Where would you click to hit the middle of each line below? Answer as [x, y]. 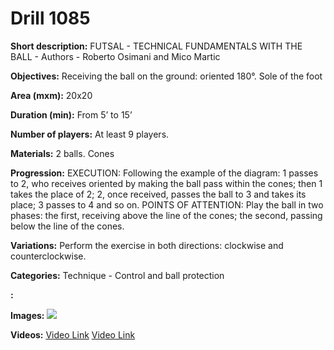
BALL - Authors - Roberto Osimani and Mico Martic [115, 56]
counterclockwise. [48, 256]
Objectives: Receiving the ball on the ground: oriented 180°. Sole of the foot [166, 76]
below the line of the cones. [67, 226]
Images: [27, 315]
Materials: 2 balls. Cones [62, 153]
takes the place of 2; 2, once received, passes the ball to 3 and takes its [158, 194]
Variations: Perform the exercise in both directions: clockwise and [147, 245]
